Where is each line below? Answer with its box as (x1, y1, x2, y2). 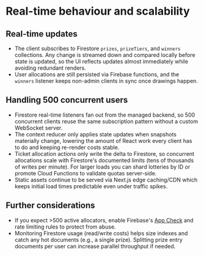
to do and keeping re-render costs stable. (14, 144, 120, 151)
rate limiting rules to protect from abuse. (14, 223, 117, 230)
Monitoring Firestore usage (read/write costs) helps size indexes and (14, 229, 188, 236)
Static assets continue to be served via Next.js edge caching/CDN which (14, 176, 198, 183)
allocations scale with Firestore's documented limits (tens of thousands (14, 156, 194, 164)
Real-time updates (5, 29, 78, 39)
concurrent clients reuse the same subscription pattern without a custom (14, 117, 199, 125)
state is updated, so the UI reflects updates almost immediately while (14, 58, 189, 65)
